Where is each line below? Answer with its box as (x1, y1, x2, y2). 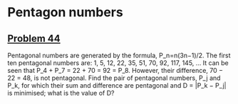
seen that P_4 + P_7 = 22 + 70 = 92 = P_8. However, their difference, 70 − (7, 67, 223, 74)
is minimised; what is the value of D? (7, 89, 115, 97)
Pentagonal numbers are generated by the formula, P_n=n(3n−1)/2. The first (7, 51, 231, 59)
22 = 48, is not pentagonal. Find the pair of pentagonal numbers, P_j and (7, 74, 221, 82)
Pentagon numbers (7, 4, 123, 21)
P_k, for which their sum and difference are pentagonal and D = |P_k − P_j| (7, 81, 227, 89)
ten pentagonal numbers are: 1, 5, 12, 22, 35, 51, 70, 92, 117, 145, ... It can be (7, 59, 229, 67)
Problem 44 (7, 33, 61, 45)
